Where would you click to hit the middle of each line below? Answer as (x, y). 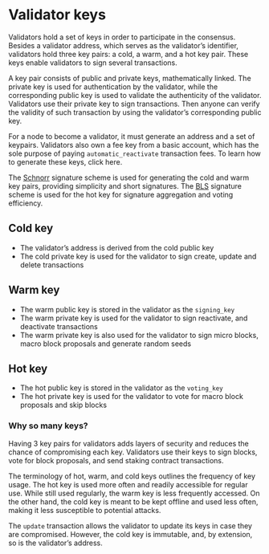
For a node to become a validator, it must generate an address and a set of (132, 136)
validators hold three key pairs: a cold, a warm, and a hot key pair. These (128, 54)
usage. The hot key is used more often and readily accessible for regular (128, 484)
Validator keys (57, 15)
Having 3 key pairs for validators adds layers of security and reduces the (128, 443)
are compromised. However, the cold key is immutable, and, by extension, (130, 534)
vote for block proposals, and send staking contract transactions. (116, 460)
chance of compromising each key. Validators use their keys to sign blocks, (133, 452)
